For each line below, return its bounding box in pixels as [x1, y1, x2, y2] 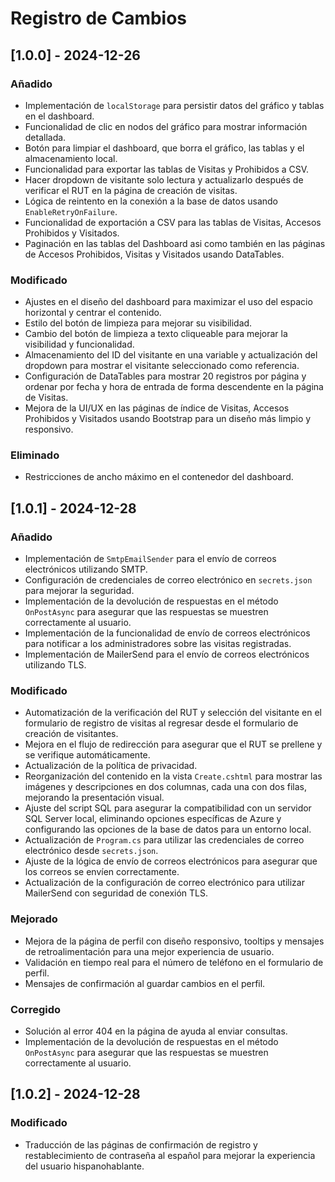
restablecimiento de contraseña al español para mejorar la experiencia [24, 1149, 316, 1161]
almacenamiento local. [24, 152, 118, 164]
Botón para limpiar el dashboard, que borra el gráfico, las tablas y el [24, 142, 305, 154]
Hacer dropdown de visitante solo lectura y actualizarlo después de [24, 173, 304, 186]
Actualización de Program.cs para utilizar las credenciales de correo [24, 834, 305, 846]
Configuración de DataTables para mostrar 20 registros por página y [24, 370, 307, 382]
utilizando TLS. [24, 659, 87, 671]
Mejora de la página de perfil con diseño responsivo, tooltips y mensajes [24, 935, 325, 947]
